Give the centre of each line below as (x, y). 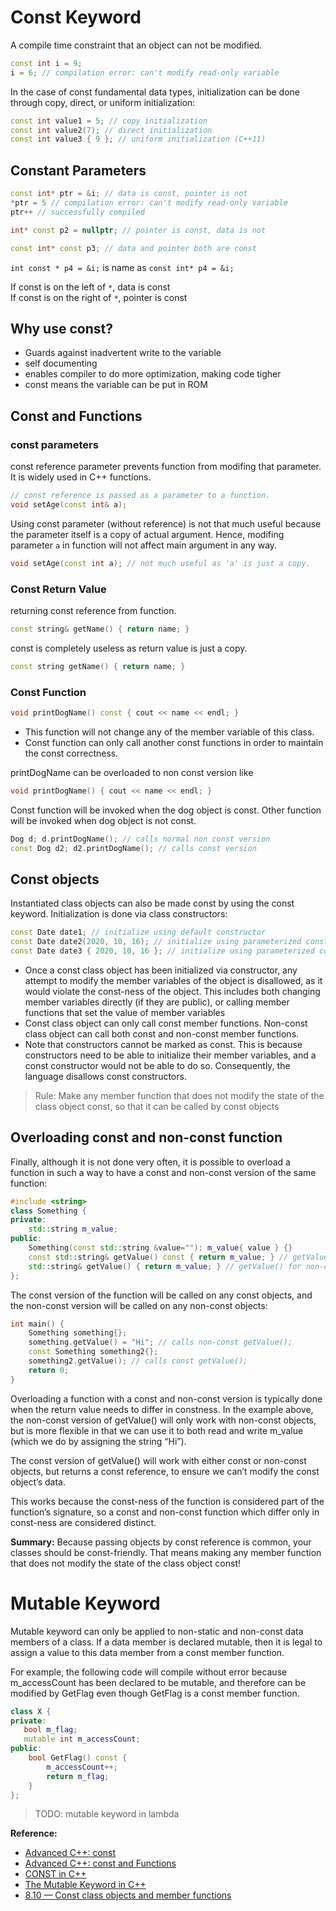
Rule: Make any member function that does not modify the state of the (179, 1095)
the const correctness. (71, 753)
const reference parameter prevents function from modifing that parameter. (166, 466)
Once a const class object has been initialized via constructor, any (161, 970)
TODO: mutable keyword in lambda (107, 1814)
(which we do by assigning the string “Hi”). (98, 1441)
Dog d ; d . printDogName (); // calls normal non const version (140, 839)
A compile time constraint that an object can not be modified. (136, 45)
